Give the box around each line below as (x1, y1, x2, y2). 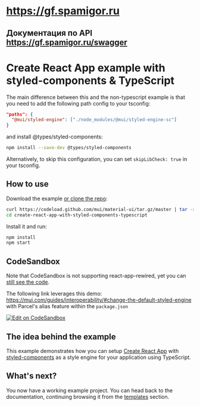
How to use (6, 179, 49, 189)
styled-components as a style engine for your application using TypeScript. (6, 354, 192, 361)
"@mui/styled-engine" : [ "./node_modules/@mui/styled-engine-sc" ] (11, 117, 177, 123)
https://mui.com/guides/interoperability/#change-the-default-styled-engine (6, 296, 192, 303)
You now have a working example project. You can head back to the (6, 386, 173, 394)
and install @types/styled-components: (6, 133, 103, 141)
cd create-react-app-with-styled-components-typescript (6, 212, 148, 218)
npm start (6, 240, 31, 246)
